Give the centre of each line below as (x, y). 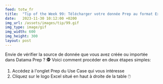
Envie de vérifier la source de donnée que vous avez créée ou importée (76, 54)
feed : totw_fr (19, 9)
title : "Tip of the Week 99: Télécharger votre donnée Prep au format (79, 14)
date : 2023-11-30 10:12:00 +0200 (41, 18)
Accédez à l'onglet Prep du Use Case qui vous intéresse (68, 71)
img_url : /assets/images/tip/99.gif (42, 23)
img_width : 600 (20, 32)
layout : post (18, 41)
